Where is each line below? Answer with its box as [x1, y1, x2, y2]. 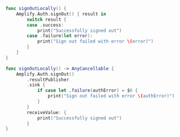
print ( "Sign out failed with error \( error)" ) [37, 38, 154, 44]
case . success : [27, 22, 64, 28]
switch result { [27, 17, 67, 22]
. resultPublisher [27, 77, 69, 83]
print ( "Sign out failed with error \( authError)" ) [47, 93, 175, 99]
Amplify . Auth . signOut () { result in [16, 11, 107, 17]
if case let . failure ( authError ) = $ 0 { [37, 87, 138, 94]
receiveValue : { [27, 109, 67, 115]
